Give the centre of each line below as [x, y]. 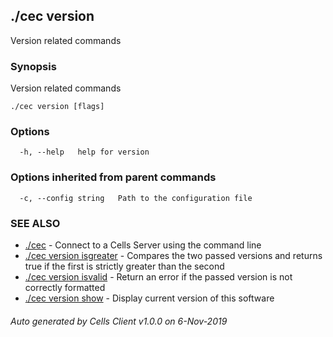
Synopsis [33, 66]
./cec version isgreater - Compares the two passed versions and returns [173, 255]
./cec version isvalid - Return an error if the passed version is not [158, 277]
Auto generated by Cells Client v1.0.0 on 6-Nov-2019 [119, 321]
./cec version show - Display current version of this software [149, 298]
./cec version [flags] [57, 107]
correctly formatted [65, 287]
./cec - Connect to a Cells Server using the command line [143, 245]
